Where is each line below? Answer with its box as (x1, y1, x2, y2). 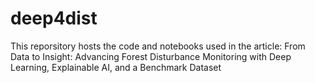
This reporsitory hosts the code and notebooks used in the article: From (10, 40, 306, 52)
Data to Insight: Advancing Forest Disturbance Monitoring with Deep (10, 50, 292, 62)
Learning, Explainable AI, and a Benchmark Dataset (10, 61, 222, 73)
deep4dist (10, 7, 98, 30)
